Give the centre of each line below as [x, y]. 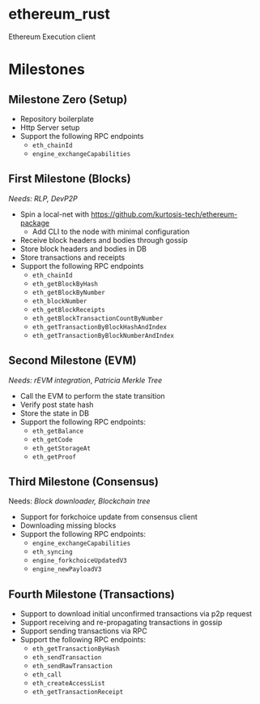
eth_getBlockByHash [65, 284]
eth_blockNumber [60, 301]
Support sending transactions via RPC [83, 631]
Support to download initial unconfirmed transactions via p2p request [136, 614]
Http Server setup [50, 127]
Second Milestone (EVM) [72, 361]
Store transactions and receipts [72, 257]
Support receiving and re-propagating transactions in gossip [121, 623]
